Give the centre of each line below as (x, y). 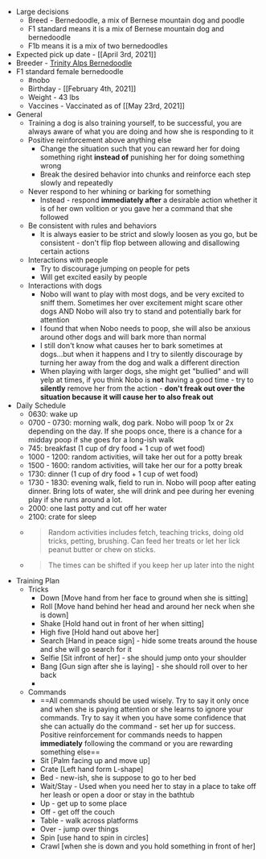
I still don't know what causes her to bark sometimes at (131, 345)
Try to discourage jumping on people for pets (115, 268)
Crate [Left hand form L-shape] (92, 769)
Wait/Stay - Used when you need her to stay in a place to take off (148, 786)
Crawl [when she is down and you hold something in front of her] (147, 846)
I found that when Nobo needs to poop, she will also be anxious (145, 328)
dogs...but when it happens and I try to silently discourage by (141, 354)
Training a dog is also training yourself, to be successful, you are (135, 123)
